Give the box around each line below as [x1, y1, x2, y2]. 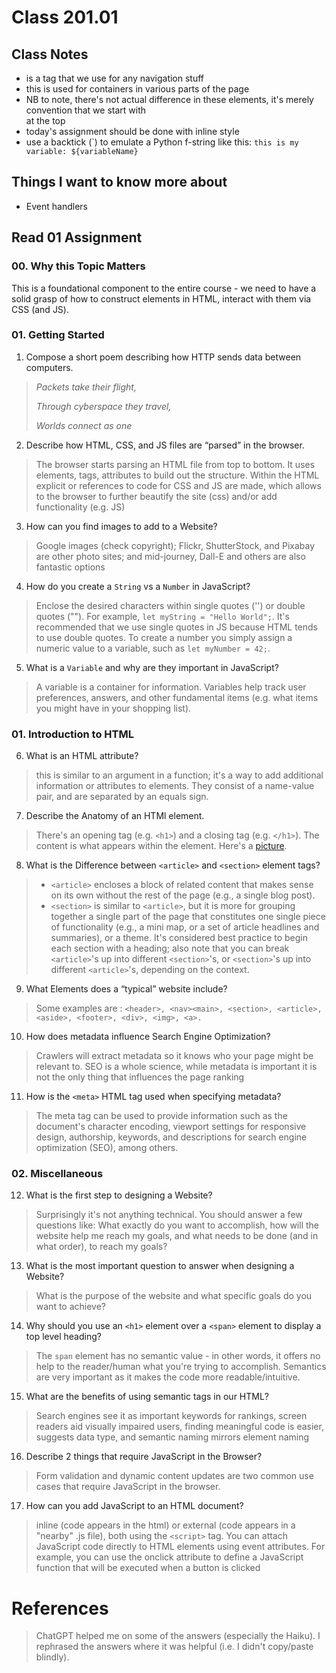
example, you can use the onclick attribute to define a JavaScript [35, 1551, 304, 1563]
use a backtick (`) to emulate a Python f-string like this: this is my [25, 136, 299, 148]
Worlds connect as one [35, 419, 133, 431]
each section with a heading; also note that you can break [50, 942, 290, 955]
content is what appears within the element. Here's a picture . [35, 840, 288, 852]
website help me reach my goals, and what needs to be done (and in [35, 1230, 319, 1242]
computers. [25, 361, 74, 373]
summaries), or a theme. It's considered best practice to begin [50, 932, 309, 944]
